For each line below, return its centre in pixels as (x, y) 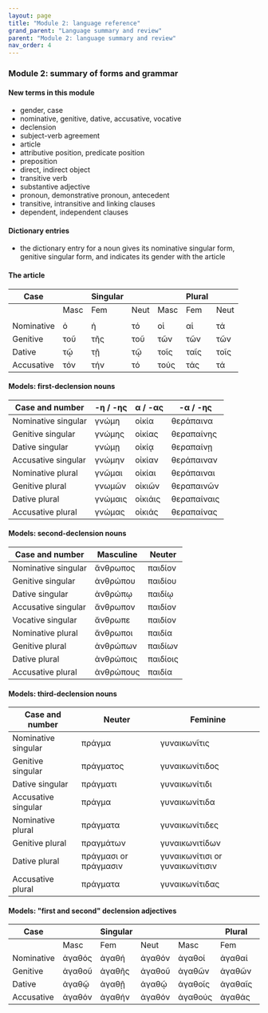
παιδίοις (163, 659)
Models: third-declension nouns (63, 694)
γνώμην (110, 459)
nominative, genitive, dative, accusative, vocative (100, 119)
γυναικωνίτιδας (190, 884)
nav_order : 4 (30, 46)
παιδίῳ (160, 595)
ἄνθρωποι (114, 633)
